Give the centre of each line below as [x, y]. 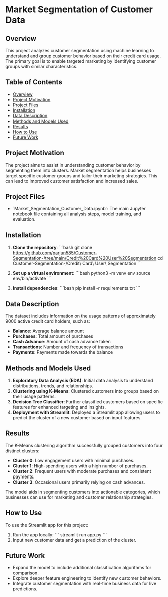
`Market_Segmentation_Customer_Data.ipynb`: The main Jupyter [79, 209]
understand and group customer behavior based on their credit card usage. [83, 56]
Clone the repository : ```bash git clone [52, 248]
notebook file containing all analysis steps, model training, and [77, 214]
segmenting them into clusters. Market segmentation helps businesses [78, 170]
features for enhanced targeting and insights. [59, 407]
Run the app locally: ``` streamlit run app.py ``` [60, 534]
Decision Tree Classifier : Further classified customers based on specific [88, 401]
